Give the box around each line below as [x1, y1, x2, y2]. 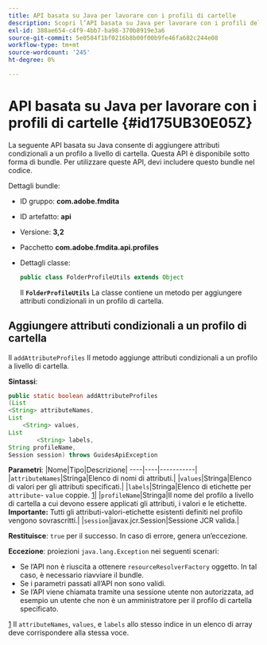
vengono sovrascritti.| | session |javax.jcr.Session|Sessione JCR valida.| [8, 516, 240, 525]
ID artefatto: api [19, 211, 72, 221]
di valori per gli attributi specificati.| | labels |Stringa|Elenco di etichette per [8, 482, 252, 492]
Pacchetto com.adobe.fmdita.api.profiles [19, 242, 159, 252]
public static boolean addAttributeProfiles [8, 392, 158, 400]
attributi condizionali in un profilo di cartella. [19, 295, 164, 306]
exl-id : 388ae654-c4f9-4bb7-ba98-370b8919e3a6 [8, 26, 165, 34]
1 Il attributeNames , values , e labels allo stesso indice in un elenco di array [8, 620, 253, 629]
